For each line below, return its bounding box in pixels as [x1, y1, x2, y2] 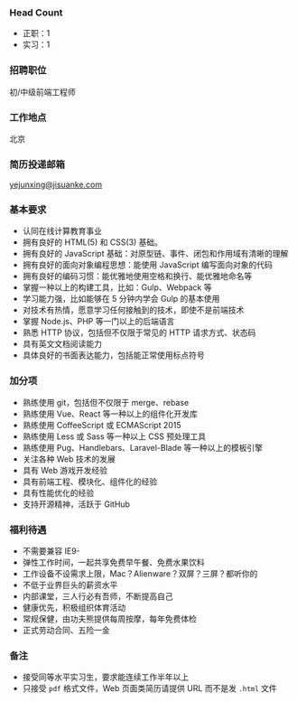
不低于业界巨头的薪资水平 [22, 580, 118, 591]
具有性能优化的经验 [22, 487, 95, 498]
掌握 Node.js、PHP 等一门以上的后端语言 [22, 316, 175, 327]
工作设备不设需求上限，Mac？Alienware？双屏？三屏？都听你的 [22, 568, 258, 579]
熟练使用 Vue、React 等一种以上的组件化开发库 [22, 408, 199, 419]
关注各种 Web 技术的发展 [22, 454, 116, 464]
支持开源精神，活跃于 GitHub [22, 499, 131, 510]
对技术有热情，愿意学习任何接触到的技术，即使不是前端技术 [22, 304, 245, 315]
